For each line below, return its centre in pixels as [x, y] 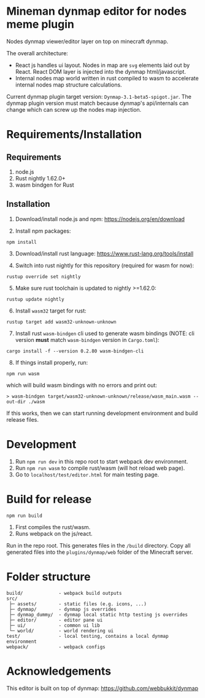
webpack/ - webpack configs [56, 647]
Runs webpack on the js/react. [54, 533]
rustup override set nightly [44, 277]
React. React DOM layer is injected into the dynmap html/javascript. [100, 71]
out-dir [16, 401]
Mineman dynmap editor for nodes [97, 11]
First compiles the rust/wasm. [53, 527]
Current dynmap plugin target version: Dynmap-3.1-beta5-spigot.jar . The [99, 96]
